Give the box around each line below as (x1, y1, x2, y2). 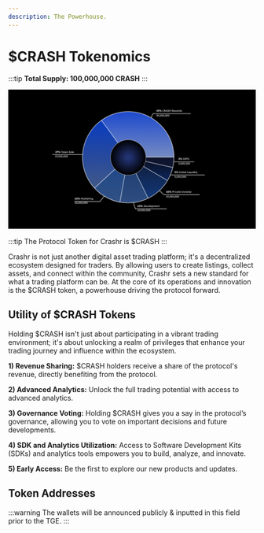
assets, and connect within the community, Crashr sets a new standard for (8, 268, 249, 279)
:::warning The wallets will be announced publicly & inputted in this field (8, 508, 240, 517)
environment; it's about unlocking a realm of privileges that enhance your (8, 337, 246, 346)
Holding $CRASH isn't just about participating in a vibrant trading (8, 329, 218, 339)
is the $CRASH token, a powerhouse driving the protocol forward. (8, 286, 221, 295)
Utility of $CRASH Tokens (8, 308, 136, 322)
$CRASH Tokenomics (8, 47, 151, 65)
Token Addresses (8, 487, 96, 500)
